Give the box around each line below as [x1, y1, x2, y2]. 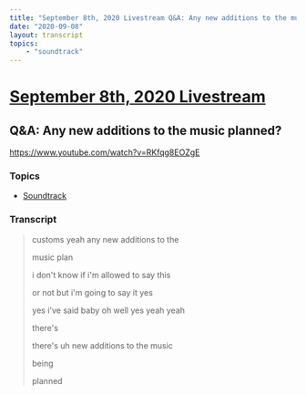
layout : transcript [9, 30, 84, 39]
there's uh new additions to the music [31, 339, 173, 351]
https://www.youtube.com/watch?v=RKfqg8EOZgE [9, 147, 200, 158]
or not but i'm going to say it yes [31, 286, 153, 297]
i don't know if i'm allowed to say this [31, 269, 171, 280]
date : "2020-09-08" [9, 22, 84, 31]
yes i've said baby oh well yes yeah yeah [31, 305, 185, 316]
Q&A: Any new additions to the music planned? [9, 122, 282, 138]
